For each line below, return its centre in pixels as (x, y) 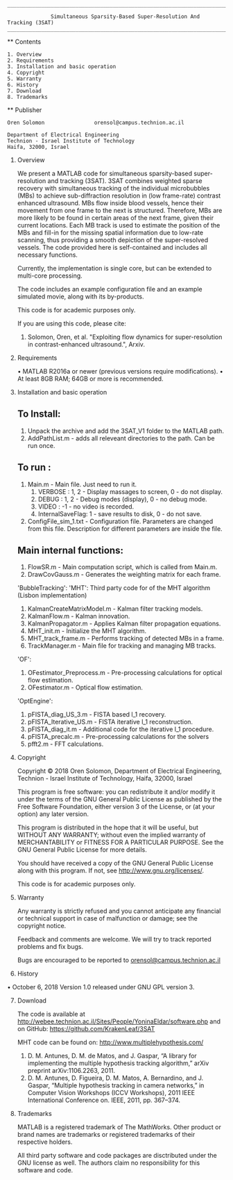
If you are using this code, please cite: (72, 324)
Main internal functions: (70, 551)
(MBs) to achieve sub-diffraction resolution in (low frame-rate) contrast (119, 196)
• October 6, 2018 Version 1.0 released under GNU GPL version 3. (101, 987)
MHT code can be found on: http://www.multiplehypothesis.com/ (110, 1042)
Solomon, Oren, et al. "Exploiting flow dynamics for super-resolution (125, 337)
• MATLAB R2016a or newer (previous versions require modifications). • (120, 371)
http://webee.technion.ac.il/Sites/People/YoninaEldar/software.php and (119, 1021)
